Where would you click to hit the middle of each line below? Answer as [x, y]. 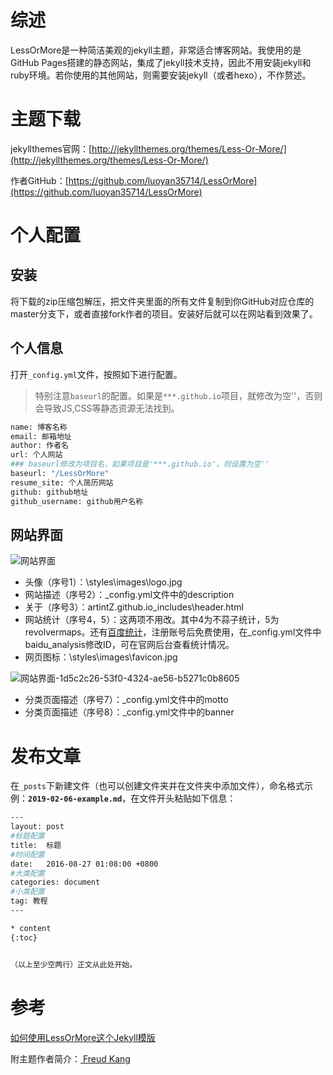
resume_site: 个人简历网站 [62, 482]
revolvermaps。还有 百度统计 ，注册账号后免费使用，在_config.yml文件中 [173, 632]
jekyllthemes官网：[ [51, 148]
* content [31, 928]
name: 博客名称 [39, 427]
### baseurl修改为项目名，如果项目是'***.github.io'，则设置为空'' [140, 464]
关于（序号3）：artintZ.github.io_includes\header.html [134, 607]
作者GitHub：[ [39, 180]
